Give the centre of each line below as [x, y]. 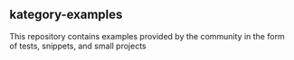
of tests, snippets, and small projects [78, 46]
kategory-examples [66, 15]
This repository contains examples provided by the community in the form [147, 36]
